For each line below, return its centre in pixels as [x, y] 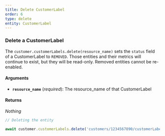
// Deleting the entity [29, 120]
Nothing [13, 111]
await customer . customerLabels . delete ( [46, 129]
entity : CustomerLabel [28, 23]
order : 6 [14, 14]
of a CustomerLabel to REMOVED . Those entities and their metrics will [73, 56]
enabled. [14, 67]
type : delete [18, 19]
